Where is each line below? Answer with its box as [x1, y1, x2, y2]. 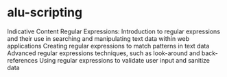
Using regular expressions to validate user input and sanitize [39, 56, 211, 64]
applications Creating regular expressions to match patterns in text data [7, 42, 210, 50]
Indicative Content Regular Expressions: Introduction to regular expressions [7, 27, 221, 35]
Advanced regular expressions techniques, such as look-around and [7, 49, 200, 57]
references [7, 56, 38, 64]
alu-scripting [7, 5, 83, 20]
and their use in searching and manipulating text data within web [7, 34, 190, 42]
